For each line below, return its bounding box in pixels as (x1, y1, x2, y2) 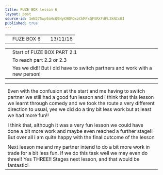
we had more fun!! (7, 112, 49, 119)
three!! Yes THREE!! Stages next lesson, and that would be (7, 156, 140, 163)
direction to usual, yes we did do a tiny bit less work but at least (7, 106, 152, 113)
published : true (5, 20, 38, 26)
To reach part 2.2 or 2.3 (12, 57, 67, 64)
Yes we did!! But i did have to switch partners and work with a (12, 65, 152, 71)
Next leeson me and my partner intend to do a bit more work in (7, 144, 150, 151)
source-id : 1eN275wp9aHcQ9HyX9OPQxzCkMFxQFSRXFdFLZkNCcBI (5, 16, 125, 21)
